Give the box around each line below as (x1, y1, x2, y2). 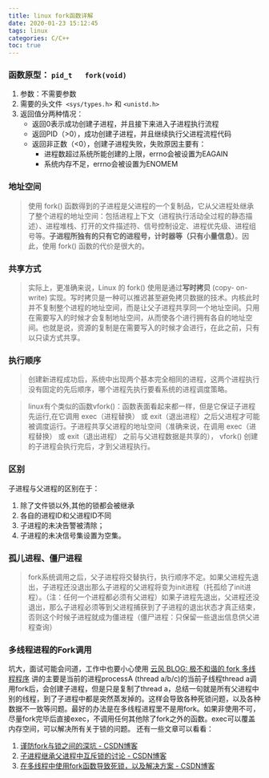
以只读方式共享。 (27, 333, 85, 343)
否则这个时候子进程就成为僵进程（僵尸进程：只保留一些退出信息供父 (27, 612, 253, 622)
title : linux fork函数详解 (8, 11, 94, 20)
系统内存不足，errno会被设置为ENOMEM (43, 159, 179, 169)
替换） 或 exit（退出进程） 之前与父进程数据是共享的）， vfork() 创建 (34, 432, 259, 441)
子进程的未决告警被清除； (19, 520, 105, 530)
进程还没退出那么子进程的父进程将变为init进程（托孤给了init (49, 582, 245, 591)
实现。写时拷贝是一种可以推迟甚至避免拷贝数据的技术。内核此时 (49, 293, 260, 303)
